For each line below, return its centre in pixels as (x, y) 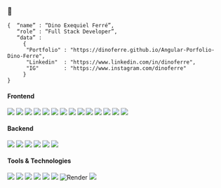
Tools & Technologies (39, 161)
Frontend (21, 96)
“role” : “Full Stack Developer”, (67, 32)
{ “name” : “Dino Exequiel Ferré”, (61, 26)
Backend (20, 129)
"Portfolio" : (47, 50)
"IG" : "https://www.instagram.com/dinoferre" (106, 68)
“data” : (29, 38)
